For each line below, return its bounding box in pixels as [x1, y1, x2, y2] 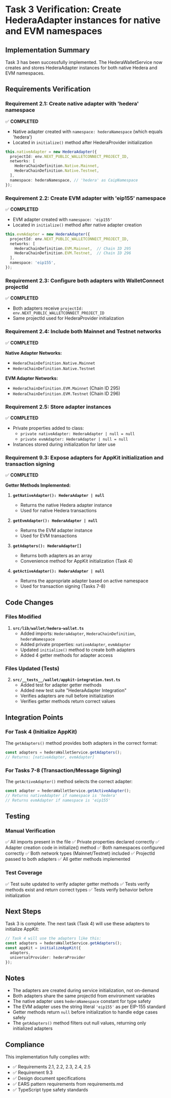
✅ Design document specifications [12, 1075, 86, 1082]
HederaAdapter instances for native [5, 14, 161, 26]
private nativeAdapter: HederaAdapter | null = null [20, 431, 135, 437]
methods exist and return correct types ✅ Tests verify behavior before [5, 886, 153, 893]
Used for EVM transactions [20, 533, 78, 539]
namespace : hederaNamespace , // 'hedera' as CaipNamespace [10, 177, 138, 182]
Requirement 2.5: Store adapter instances [5, 403, 111, 410]
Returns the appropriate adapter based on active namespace [20, 578, 149, 584]
